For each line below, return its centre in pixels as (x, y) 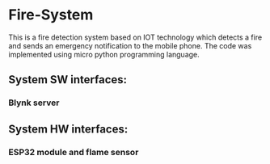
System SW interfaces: (68, 80)
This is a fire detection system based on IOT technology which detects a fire (135, 37)
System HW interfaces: (68, 129)
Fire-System (51, 15)
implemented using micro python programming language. (104, 54)
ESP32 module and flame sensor (74, 152)
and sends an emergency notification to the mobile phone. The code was (130, 45)
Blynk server (34, 103)
